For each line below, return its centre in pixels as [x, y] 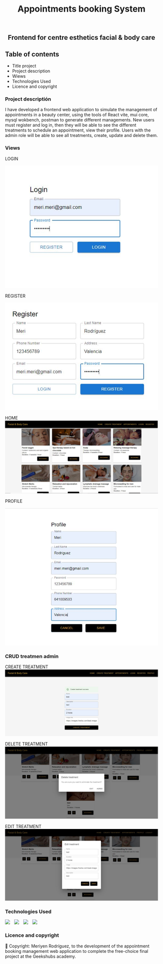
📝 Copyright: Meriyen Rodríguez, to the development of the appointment [77, 946]
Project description [31, 71]
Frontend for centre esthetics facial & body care [81, 38]
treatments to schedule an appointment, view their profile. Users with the [78, 130]
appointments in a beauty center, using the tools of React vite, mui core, [77, 115]
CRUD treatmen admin [32, 657]
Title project [24, 66]
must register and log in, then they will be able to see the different [71, 125]
